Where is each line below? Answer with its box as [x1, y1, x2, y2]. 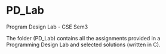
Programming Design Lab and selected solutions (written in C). [6, 41, 161, 48]
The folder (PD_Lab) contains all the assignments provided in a [6, 34, 161, 42]
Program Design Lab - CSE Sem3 [6, 23, 88, 30]
